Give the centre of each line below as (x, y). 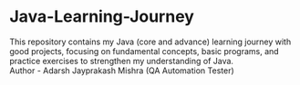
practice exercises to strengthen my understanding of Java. (122, 61)
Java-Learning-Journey (102, 17)
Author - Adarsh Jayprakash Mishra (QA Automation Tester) (122, 71)
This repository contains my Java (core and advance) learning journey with (150, 42)
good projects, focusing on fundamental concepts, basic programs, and (145, 51)
